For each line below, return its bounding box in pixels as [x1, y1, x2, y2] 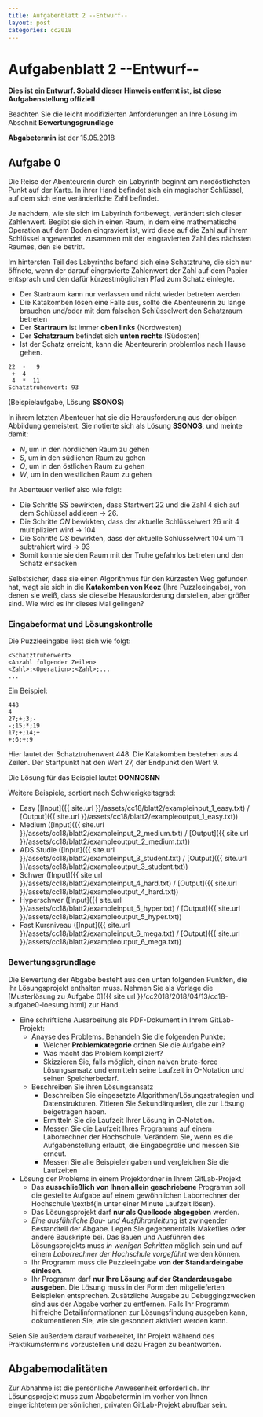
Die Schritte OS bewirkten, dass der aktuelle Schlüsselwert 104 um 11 [19, 534, 243, 543]
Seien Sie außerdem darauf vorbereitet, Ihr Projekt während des [8, 1331, 215, 1341]
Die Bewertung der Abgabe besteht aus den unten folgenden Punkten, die [8, 974, 247, 984]
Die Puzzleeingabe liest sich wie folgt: [8, 636, 131, 646]
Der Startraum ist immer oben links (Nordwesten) [19, 323, 182, 333]
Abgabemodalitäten [8, 1362, 108, 1376]
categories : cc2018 [8, 26, 72, 34]
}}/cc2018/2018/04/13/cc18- [137, 992, 229, 1001]
